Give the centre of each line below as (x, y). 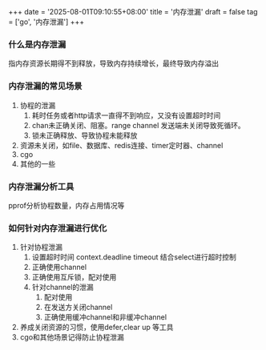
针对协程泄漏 (41, 247)
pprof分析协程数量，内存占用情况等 (66, 205)
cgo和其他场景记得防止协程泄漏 (72, 337)
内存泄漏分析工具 (41, 187)
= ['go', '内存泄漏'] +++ (46, 22)
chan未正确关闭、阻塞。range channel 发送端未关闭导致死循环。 (139, 125)
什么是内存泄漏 (37, 44)
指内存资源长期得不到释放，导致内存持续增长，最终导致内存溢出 (113, 63)
